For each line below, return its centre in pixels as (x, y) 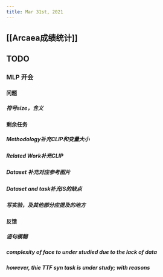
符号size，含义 (25, 108)
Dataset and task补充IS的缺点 (44, 189)
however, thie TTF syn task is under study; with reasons (78, 267)
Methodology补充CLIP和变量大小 (48, 139)
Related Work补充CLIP (35, 156)
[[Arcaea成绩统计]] (42, 38)
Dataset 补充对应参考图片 (38, 172)
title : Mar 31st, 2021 (35, 12)
